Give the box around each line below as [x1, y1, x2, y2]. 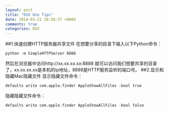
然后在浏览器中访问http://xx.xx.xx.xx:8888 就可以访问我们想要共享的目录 [5, 60, 157, 66]
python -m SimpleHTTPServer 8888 [5, 51, 76, 56]
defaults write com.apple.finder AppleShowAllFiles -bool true [5, 83, 142, 89]
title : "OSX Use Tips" [5, 12, 53, 17]
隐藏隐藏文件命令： [5, 93, 46, 99]
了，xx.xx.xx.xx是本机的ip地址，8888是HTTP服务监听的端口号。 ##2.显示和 [5, 67, 164, 73]
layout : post [5, 7, 33, 13]
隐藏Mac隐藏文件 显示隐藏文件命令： [5, 73, 83, 79]
